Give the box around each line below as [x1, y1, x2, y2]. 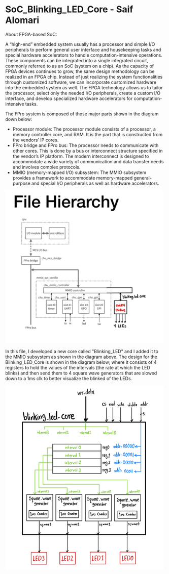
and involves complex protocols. [12, 164, 81, 170]
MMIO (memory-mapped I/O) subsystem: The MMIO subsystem [12, 169, 147, 176]
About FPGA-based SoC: [5, 31, 57, 37]
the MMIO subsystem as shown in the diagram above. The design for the [5, 354, 157, 360]
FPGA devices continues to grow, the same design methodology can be [5, 68, 155, 74]
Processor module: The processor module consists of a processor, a [12, 126, 156, 132]
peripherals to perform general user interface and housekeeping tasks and [5, 46, 161, 53]
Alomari [5, 14, 40, 26]
